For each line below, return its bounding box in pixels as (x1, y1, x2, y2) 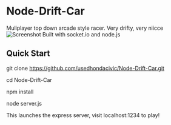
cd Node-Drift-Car (6, 76, 53, 83)
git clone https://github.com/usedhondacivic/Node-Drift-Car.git (6, 64, 165, 72)
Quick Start (6, 49, 50, 59)
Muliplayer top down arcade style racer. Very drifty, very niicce (6, 24, 164, 32)
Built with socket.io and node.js (42, 30, 121, 38)
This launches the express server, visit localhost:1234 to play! (6, 111, 160, 119)
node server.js (6, 100, 42, 107)
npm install (6, 88, 34, 95)
